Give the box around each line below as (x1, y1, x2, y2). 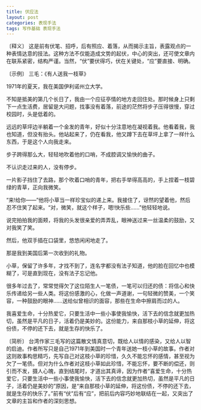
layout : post (6, 14, 39, 20)
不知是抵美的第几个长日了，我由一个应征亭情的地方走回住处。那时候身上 (6, 96, 184, 103)
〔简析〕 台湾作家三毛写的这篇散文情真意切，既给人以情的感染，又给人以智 (6, 338, 191, 345)
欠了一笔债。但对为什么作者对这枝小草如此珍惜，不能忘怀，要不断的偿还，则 (6, 360, 195, 368)
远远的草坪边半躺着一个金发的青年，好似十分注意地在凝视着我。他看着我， (6, 123, 190, 130)
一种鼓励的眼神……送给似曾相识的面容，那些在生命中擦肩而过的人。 (16, 297, 184, 305)
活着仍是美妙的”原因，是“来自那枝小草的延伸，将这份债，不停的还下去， (16, 383, 194, 390)
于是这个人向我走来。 (22, 138, 75, 145)
